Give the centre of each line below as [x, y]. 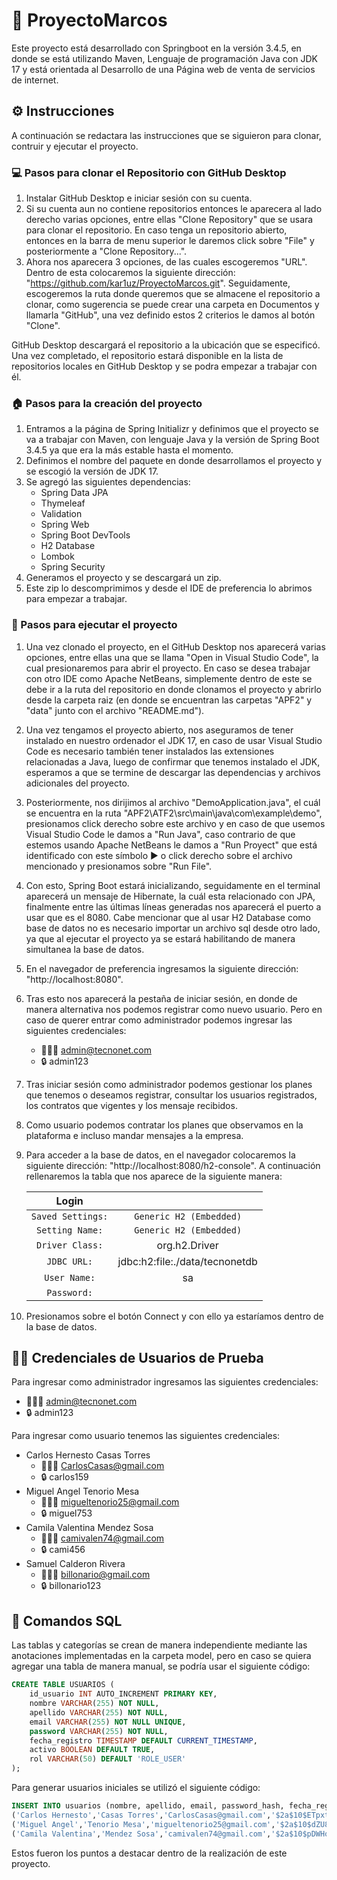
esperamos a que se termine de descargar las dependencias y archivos [173, 772]
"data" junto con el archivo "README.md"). [115, 710]
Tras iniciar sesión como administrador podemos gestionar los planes [169, 1084]
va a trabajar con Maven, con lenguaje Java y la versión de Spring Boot [172, 440]
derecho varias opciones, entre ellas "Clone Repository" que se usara [169, 220]
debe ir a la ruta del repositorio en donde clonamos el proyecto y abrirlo [174, 689]
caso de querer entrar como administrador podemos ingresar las [159, 1020]
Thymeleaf [63, 503]
